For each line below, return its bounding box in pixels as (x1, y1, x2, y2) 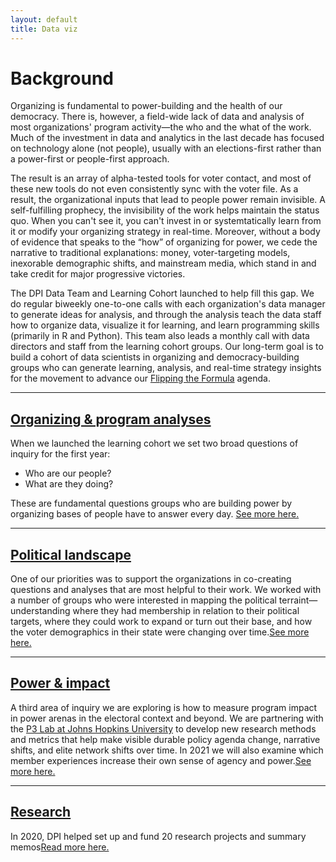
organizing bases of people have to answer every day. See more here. (10, 508, 300, 520)
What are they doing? (24, 478, 114, 490)
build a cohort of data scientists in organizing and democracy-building (10, 351, 300, 363)
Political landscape (10, 546, 132, 563)
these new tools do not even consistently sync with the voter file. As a (10, 183, 299, 195)
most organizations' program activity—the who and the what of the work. (10, 121, 312, 133)
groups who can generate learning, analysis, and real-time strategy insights (10, 362, 322, 374)
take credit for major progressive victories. (10, 268, 186, 280)
